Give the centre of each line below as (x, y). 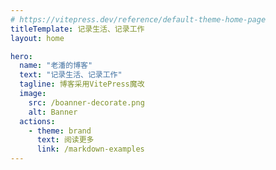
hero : (21, 56)
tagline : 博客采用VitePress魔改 (82, 84)
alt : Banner (53, 112)
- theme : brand (60, 131)
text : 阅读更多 (65, 140)
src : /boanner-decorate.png (86, 102)
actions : (37, 121)
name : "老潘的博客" (56, 66)
